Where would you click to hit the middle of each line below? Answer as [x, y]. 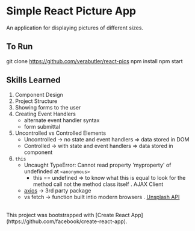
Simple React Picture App [71, 11]
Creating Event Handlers [45, 114]
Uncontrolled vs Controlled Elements [60, 133]
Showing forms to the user [48, 107]
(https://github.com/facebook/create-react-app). [67, 221]
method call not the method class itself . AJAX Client [98, 184]
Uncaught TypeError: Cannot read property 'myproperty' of [97, 165]
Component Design [39, 94]
